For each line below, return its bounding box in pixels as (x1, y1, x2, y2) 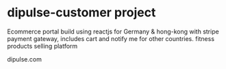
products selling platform (7, 42, 78, 50)
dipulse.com (7, 55, 42, 63)
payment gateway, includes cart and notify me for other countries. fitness (7, 34, 214, 42)
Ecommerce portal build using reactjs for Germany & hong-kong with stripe (7, 27, 219, 36)
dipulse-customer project (7, 5, 156, 20)
